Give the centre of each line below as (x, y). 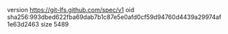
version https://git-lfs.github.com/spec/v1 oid (71, 10)
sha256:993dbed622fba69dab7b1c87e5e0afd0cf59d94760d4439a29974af (114, 17)
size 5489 (55, 24)
